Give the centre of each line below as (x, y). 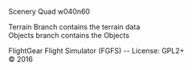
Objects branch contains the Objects (69, 35)
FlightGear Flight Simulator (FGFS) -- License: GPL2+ (96, 51)
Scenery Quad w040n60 (49, 12)
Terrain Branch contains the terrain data (74, 27)
